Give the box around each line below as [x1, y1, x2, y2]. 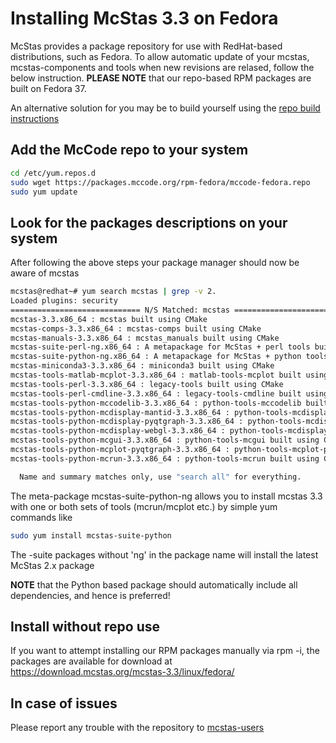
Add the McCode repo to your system [10, 142, 249, 159]
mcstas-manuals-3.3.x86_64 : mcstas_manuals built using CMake [10, 333, 280, 343]
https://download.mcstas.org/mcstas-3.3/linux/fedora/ [10, 666, 235, 678]
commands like [10, 511, 73, 523]
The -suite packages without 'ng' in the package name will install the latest [10, 548, 319, 561]
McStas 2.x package [10, 559, 95, 571]
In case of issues [10, 695, 118, 712]
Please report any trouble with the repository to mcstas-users [10, 722, 265, 734]
